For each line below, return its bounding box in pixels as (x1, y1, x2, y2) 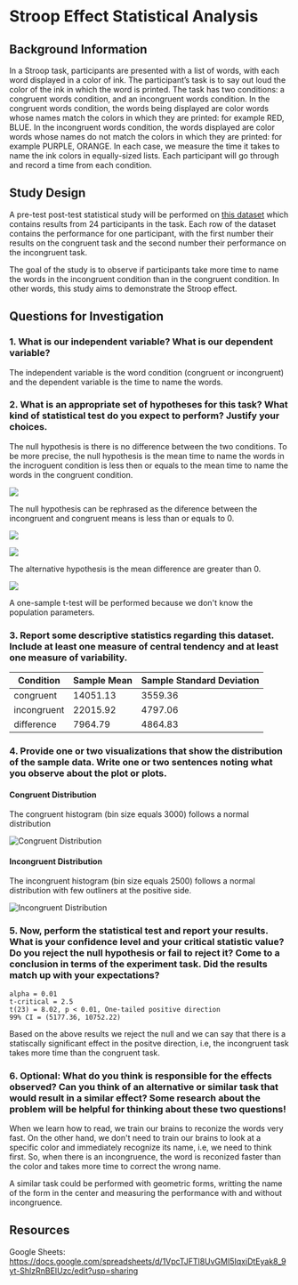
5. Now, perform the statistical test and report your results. (9, 925, 269, 937)
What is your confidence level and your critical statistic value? (9, 936, 285, 949)
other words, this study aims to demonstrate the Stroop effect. (9, 283, 238, 294)
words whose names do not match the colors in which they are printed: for (9, 132, 283, 141)
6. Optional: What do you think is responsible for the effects (9, 1070, 273, 1082)
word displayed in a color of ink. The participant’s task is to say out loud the (9, 75, 286, 85)
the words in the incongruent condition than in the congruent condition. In (9, 273, 280, 284)
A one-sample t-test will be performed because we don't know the (9, 597, 254, 608)
